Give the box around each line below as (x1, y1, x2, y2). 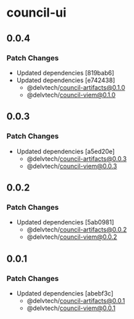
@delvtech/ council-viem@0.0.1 (26, 304, 115, 312)
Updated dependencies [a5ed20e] (16, 147, 115, 155)
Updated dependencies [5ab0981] (16, 218, 115, 226)
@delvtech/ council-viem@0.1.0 (26, 90, 116, 99)
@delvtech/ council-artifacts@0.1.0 (26, 83, 126, 91)
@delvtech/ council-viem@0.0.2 (26, 233, 117, 241)
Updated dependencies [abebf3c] (16, 289, 114, 298)
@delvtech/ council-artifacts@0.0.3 (26, 154, 127, 163)
